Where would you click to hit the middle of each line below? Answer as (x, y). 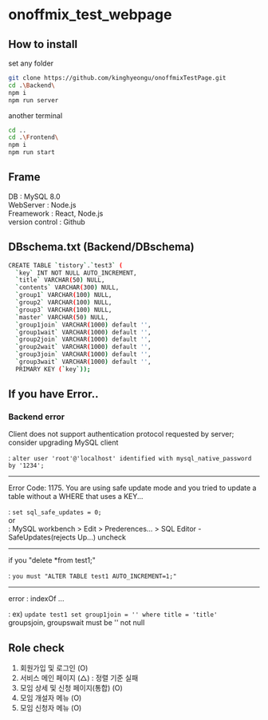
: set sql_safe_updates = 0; (55, 512)
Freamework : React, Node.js (56, 213)
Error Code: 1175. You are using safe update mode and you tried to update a (132, 488)
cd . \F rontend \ (33, 137)
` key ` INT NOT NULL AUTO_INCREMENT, (76, 273)
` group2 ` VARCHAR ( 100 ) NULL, (64, 303)
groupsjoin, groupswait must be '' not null (77, 623)
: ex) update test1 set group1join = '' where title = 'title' (113, 614)
